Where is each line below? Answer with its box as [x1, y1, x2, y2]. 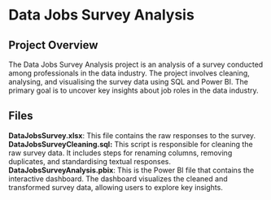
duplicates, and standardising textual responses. [8, 156, 172, 166]
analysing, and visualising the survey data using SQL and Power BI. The [8, 77, 248, 86]
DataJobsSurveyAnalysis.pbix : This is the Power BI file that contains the [8, 165, 255, 175]
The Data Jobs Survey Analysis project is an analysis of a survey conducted [8, 59, 264, 69]
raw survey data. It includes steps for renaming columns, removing [8, 148, 233, 158]
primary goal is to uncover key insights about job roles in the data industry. [8, 85, 259, 95]
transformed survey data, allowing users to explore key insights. [8, 182, 224, 192]
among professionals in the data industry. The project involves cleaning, [8, 68, 250, 78]
